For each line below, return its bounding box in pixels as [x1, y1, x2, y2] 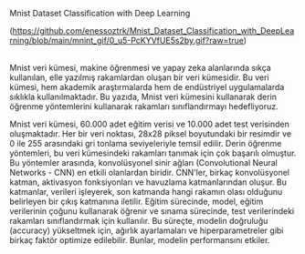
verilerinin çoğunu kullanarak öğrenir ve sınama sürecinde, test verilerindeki [9, 206, 295, 217]
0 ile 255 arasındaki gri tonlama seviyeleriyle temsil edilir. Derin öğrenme [9, 138, 282, 148]
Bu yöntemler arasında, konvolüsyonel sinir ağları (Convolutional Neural [9, 157, 279, 168]
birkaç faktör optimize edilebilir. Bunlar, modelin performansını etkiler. [9, 235, 270, 245]
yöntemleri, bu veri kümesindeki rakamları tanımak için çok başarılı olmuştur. [9, 147, 297, 158]
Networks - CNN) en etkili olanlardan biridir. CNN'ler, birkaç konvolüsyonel [9, 168, 290, 178]
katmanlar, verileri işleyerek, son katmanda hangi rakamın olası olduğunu [9, 187, 283, 197]
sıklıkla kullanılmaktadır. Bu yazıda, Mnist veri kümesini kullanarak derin [9, 91, 277, 102]
